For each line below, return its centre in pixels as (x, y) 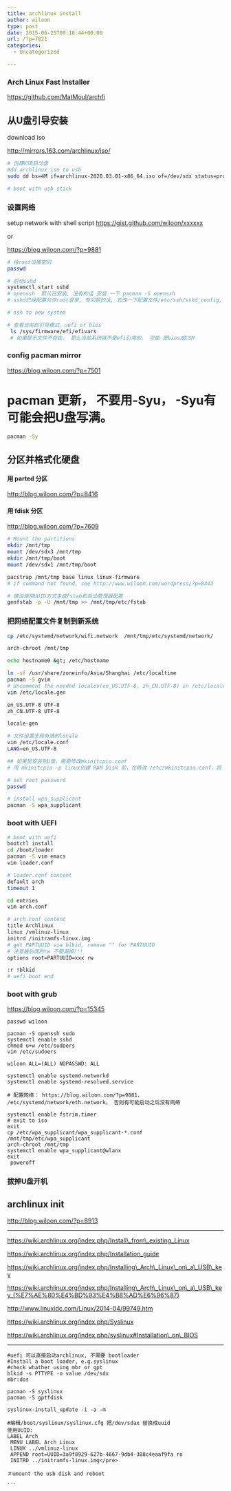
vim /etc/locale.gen (37, 692)
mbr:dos (18, 1380)
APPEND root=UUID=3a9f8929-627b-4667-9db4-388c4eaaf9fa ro (97, 1455)
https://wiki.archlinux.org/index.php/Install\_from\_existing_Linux (99, 1240)
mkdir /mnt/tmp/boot (37, 558)
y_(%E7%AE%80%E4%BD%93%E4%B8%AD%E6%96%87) (93, 1296)
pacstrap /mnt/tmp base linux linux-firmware (73, 577)
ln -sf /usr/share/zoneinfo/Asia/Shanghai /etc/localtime (92, 673)
